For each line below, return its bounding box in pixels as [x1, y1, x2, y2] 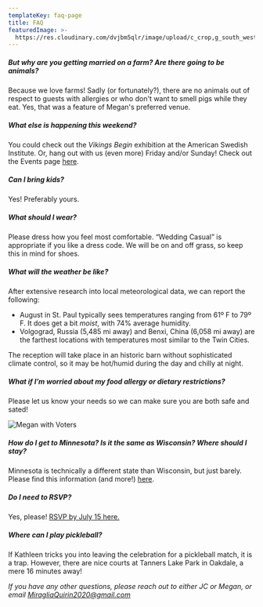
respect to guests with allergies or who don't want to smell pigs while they [8, 94, 247, 104]
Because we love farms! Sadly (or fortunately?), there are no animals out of [8, 85, 250, 95]
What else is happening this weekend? [8, 120, 137, 129]
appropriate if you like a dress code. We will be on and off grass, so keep [8, 241, 243, 250]
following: [8, 295, 40, 304]
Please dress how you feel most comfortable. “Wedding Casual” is [8, 232, 222, 242]
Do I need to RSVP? [8, 492, 72, 502]
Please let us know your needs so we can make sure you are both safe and [8, 397, 250, 406]
